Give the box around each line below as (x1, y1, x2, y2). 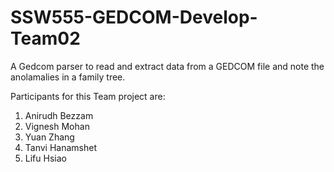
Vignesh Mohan (24, 120, 90, 132)
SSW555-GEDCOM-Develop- (10, 6, 258, 29)
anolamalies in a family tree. (10, 71, 126, 83)
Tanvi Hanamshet (24, 141, 98, 153)
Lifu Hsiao (24, 152, 67, 164)
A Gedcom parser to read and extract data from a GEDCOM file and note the (10, 60, 325, 72)
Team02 (10, 27, 81, 50)
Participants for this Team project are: (10, 90, 166, 102)
